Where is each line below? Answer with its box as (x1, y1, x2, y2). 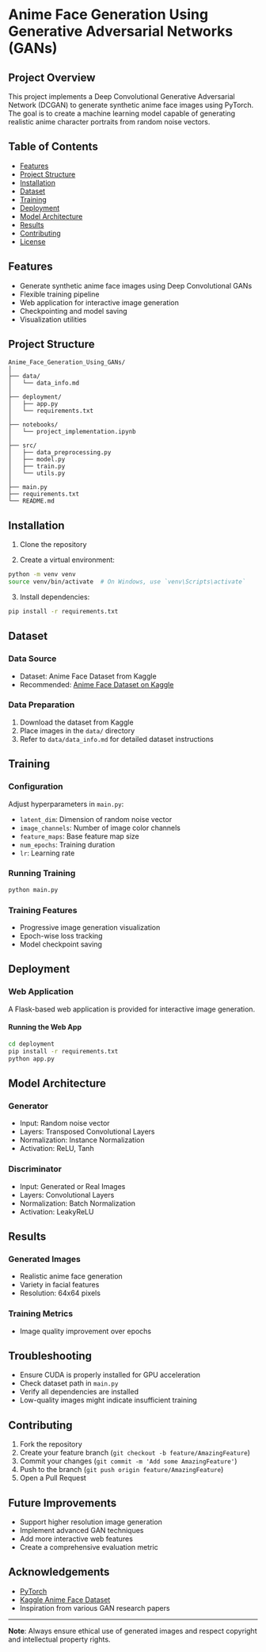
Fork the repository (19, 1440, 83, 1449)
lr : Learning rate (19, 848, 75, 858)
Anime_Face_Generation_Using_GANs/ (8, 358, 126, 366)
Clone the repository (19, 540, 87, 549)
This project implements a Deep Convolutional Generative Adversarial (8, 92, 235, 101)
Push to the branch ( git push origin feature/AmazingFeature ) (19, 1465, 224, 1474)
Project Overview (8, 71, 96, 84)
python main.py (8, 885, 59, 893)
